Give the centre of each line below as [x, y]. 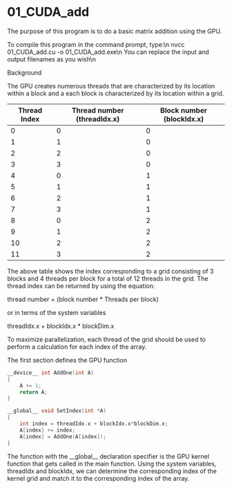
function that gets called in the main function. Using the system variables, [112, 463]
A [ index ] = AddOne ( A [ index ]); [63, 437]
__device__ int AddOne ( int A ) [51, 373]
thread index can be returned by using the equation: [81, 286]
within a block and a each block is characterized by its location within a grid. [116, 93]
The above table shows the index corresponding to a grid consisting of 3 [110, 271]
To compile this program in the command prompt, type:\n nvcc [96, 44]
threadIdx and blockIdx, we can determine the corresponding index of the [112, 471]
